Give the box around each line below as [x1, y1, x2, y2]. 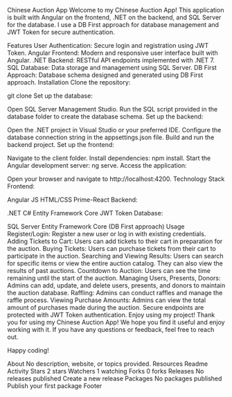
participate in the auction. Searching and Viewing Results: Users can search [7, 252, 224, 260]
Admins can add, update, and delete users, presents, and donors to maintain [7, 281, 226, 290]
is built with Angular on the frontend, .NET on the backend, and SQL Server [7, 13, 222, 21]
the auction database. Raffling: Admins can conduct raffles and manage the [7, 289, 223, 297]
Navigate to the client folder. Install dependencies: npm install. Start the [7, 154, 211, 162]
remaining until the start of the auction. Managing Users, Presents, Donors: [7, 274, 221, 282]
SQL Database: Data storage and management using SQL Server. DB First [7, 64, 217, 71]
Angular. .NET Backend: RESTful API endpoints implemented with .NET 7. [7, 56, 215, 64]
